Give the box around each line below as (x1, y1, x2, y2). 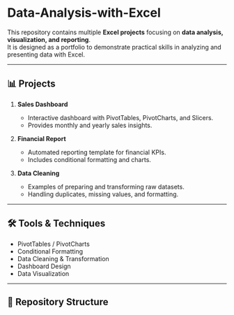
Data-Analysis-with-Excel (7, 5, 162, 21)
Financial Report (17, 134, 66, 142)
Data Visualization (17, 269, 70, 277)
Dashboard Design (17, 262, 71, 270)
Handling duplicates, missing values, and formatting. (27, 190, 179, 198)
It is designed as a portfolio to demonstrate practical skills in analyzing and (7, 43, 221, 51)
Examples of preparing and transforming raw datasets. (27, 182, 185, 191)
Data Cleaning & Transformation (17, 254, 109, 263)
